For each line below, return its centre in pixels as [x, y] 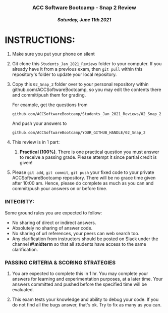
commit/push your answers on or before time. [60, 189]
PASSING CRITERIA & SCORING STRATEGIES [60, 262]
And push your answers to [39, 123]
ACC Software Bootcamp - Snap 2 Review [84, 8]
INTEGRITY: [19, 202]
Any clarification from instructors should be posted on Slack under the [85, 239]
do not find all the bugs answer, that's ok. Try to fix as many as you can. [87, 305]
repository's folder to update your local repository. [64, 74]
